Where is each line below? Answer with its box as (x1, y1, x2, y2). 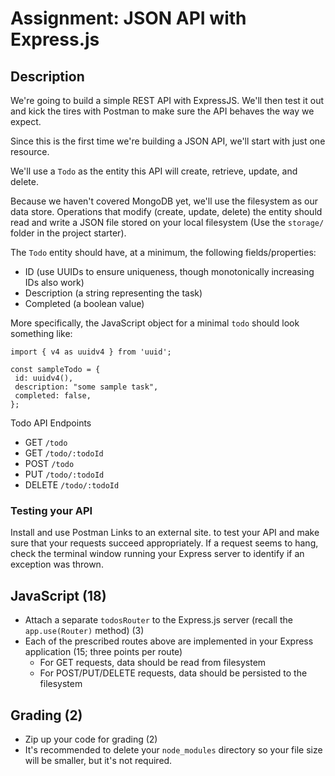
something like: (10, 328, 73, 339)
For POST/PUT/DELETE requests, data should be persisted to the (39, 667, 308, 679)
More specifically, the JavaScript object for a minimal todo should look (10, 317, 300, 329)
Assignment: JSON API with (10, 7, 247, 30)
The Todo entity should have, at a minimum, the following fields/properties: (10, 247, 317, 258)
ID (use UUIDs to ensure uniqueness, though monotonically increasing (24, 266, 315, 277)
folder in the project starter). (10, 227, 127, 239)
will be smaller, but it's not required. (24, 754, 173, 766)
